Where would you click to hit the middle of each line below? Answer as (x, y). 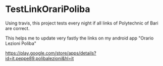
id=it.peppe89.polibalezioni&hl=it (40, 58)
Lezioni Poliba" (21, 43)
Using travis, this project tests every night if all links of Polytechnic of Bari (82, 23)
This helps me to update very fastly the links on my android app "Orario (79, 38)
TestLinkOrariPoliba (48, 9)
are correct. (17, 28)
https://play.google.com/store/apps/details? (51, 53)
